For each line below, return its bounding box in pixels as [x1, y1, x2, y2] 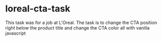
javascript [5, 30, 26, 36]
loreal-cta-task [5, 3, 71, 14]
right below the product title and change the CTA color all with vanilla [5, 24, 150, 30]
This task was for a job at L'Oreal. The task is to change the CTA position [5, 19, 157, 25]
